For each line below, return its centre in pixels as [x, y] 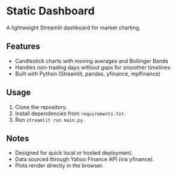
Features [23, 46]
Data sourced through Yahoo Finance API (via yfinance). [84, 159]
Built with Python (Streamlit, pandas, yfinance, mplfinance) [88, 74]
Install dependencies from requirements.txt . [70, 113]
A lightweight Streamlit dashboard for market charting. [74, 28]
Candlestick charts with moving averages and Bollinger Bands [92, 61]
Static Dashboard [50, 11]
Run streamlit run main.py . [50, 120]
